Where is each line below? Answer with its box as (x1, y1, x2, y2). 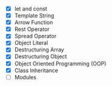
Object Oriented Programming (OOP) (14, 60, 107, 67)
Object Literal (14, 39, 48, 47)
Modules (14, 73, 37, 81)
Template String (14, 12, 54, 19)
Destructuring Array (14, 46, 64, 53)
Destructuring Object (14, 53, 67, 60)
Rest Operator (14, 25, 50, 33)
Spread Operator (14, 33, 57, 40)
